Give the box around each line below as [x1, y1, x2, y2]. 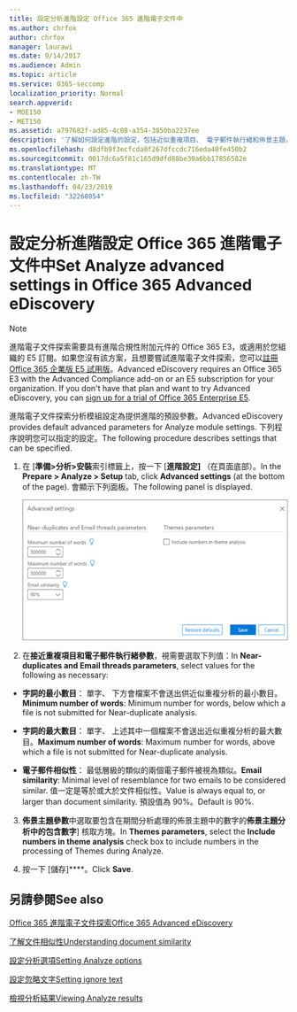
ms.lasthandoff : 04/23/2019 [9, 182, 113, 191]
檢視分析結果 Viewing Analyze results [9, 993, 143, 1003]
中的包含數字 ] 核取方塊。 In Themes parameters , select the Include [29, 826, 276, 837]
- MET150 [9, 117, 42, 126]
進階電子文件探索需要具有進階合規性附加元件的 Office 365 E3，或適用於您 [9, 342, 278, 352]
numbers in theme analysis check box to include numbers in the [21, 836, 259, 846]
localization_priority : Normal [9, 89, 125, 97]
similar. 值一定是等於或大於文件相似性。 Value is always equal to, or [21, 784, 266, 796]
